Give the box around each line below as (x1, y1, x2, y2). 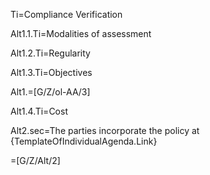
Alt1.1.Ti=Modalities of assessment (10, 28, 152, 39)
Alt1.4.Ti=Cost (10, 105, 68, 117)
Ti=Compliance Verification (10, 9, 123, 20)
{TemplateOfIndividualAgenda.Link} (10, 135, 158, 147)
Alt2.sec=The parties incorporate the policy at (10, 125, 200, 136)
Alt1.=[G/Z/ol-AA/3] (10, 86, 91, 98)
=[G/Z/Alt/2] (10, 155, 61, 166)
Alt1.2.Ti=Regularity (10, 47, 91, 59)
